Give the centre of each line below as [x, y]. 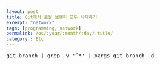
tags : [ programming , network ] [44, 28]
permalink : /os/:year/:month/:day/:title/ [60, 34]
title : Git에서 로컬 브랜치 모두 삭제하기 [52, 17]
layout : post [22, 12]
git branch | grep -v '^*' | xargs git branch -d [80, 56]
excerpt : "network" [30, 22]
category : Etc [25, 39]
